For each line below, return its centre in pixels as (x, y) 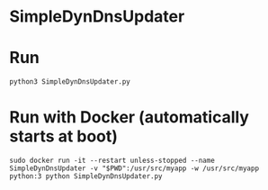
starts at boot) (64, 136)
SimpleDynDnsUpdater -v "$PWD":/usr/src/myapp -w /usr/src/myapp (134, 168)
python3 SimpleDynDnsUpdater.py (70, 82)
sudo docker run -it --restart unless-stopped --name (112, 161)
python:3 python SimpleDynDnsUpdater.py (86, 176)
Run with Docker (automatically (130, 118)
